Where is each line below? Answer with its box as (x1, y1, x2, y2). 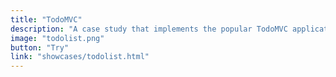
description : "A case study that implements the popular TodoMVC (10, 24, 288, 34)
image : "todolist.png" (10, 33, 105, 43)
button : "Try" (10, 42, 70, 53)
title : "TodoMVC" (10, 14, 83, 25)
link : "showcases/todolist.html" (10, 52, 150, 62)
